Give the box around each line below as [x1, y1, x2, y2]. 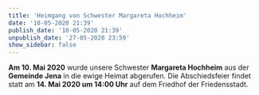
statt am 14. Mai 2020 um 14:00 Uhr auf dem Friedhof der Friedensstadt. [8, 80, 249, 89]
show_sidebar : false [8, 41, 77, 49]
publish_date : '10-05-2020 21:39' [8, 26, 124, 34]
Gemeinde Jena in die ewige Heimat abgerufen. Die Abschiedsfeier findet [8, 71, 251, 81]
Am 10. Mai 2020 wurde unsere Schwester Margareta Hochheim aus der [8, 63, 249, 72]
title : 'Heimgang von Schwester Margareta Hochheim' [8, 11, 187, 20]
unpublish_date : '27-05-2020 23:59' [8, 33, 130, 42]
